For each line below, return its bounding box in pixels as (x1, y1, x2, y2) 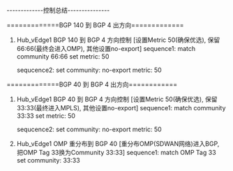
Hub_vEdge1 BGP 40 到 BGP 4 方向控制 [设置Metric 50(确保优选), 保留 (16, 95, 218, 103)
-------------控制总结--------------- (6, 6, 110, 14)
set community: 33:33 (16, 156, 81, 164)
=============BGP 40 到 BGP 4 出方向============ (6, 80, 178, 89)
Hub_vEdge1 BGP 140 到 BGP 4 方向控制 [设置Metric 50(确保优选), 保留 (16, 36, 220, 44)
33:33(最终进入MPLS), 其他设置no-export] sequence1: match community (16, 104, 226, 112)
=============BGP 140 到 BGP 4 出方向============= (6, 21, 184, 29)
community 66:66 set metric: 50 (16, 52, 110, 61)
